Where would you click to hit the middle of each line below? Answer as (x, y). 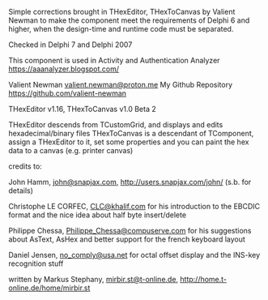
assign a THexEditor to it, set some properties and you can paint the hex (129, 142)
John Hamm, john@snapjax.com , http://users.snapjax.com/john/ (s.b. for (130, 182)
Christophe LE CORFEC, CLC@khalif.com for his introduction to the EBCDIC (134, 206)
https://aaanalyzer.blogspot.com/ (64, 69)
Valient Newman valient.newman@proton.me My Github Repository (121, 85)
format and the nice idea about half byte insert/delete (98, 215)
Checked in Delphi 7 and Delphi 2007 (70, 45)
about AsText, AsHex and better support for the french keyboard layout (127, 239)
